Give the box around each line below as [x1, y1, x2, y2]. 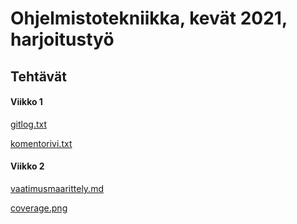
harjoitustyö [10, 28, 115, 51]
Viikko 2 [10, 160, 45, 172]
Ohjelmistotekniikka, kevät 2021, [10, 7, 288, 30]
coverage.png [10, 202, 68, 214]
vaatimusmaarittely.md [10, 182, 104, 194]
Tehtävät [10, 68, 67, 85]
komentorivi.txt [10, 137, 73, 149]
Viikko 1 [10, 96, 43, 108]
